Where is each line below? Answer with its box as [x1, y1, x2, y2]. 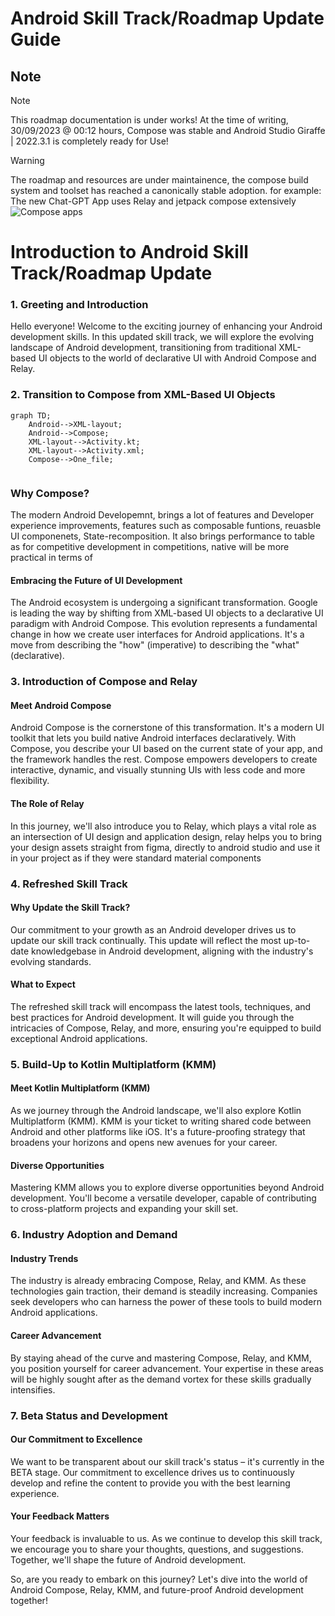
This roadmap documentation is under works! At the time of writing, [10, 114, 289, 126]
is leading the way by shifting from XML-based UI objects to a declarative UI [10, 607, 324, 619]
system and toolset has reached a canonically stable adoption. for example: [10, 185, 322, 196]
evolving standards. [10, 955, 92, 967]
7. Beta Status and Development [10, 1408, 168, 1422]
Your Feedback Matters [10, 1510, 110, 1522]
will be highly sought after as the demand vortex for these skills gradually [10, 1373, 312, 1385]
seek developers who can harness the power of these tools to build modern [10, 1296, 323, 1308]
